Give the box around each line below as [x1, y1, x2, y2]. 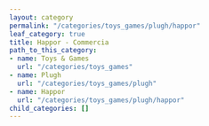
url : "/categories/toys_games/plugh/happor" [17, 95, 185, 105]
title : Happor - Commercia [9, 37, 109, 47]
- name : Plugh [9, 71, 62, 80]
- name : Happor [9, 87, 66, 96]
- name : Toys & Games [9, 54, 90, 63]
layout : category [9, 12, 74, 22]
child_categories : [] [9, 104, 90, 113]
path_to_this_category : [9, 46, 98, 55]
